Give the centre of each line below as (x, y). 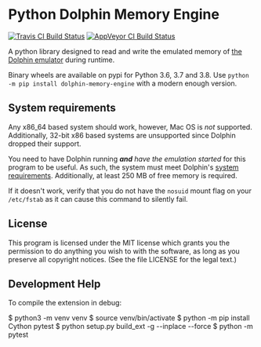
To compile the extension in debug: (65, 303)
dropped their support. (45, 144)
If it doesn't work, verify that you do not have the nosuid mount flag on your (130, 191)
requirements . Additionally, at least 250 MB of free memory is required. (123, 175)
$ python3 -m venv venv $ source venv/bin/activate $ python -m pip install (129, 318)
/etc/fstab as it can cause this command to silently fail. (98, 199)
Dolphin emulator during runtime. (62, 60)
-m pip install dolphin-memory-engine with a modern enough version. (123, 83)
